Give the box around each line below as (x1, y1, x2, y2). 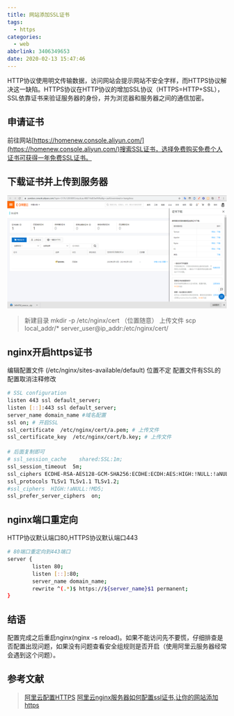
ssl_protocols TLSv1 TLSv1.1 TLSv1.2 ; (7, 478, 120, 485)
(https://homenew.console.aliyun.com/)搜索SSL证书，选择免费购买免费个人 (7, 144, 223, 153)
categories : (7, 33, 42, 40)
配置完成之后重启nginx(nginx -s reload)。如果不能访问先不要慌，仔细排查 (7, 634, 217, 642)
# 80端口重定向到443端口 (7, 549, 71, 555)
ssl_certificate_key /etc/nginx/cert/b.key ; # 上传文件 (7, 433, 172, 441)
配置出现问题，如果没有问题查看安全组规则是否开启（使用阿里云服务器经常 (13, 642, 227, 650)
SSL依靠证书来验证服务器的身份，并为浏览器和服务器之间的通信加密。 (7, 94, 208, 102)
